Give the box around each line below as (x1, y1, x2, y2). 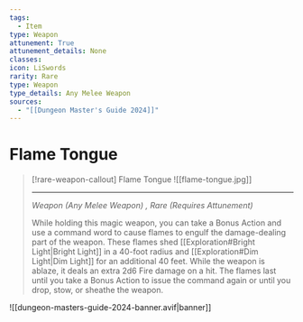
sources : (9, 97, 42, 106)
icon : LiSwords (9, 64, 67, 73)
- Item (17, 22, 42, 31)
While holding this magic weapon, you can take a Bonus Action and (31, 217, 282, 228)
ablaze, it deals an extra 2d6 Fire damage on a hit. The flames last (31, 265, 277, 276)
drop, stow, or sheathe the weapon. (31, 285, 164, 296)
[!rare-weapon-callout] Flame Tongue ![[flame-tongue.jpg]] (31, 174, 252, 185)
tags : (9, 13, 30, 23)
